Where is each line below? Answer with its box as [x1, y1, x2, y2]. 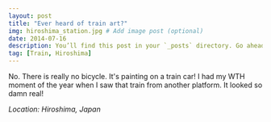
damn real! [8, 89, 44, 98]
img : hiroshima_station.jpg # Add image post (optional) [8, 27, 204, 35]
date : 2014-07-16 [8, 34, 67, 43]
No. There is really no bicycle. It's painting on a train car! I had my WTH [8, 72, 245, 81]
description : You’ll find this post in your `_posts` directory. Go [8, 42, 244, 50]
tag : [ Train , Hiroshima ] [8, 49, 92, 57]
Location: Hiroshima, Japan [8, 104, 101, 114]
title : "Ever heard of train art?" [8, 19, 128, 27]
